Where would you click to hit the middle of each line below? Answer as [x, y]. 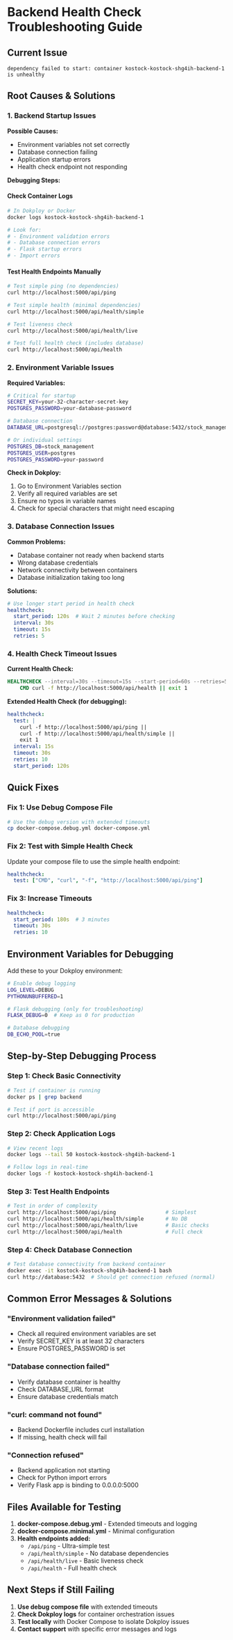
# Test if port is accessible [51, 1110]
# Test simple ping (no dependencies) [63, 286]
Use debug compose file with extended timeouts [87, 1607]
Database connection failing [57, 152]
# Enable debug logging [42, 983]
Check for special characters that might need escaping [96, 508]
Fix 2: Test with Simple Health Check [70, 846]
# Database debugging [38, 1028]
